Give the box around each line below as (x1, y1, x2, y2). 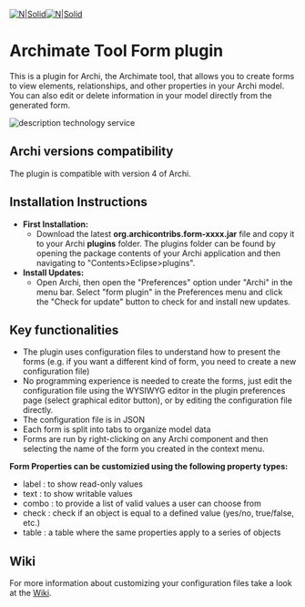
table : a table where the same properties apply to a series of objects (22, 527, 281, 538)
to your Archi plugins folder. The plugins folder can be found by (36, 238, 276, 249)
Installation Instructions (9, 194, 148, 210)
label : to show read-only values (22, 478, 144, 489)
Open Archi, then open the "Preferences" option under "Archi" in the (36, 276, 293, 287)
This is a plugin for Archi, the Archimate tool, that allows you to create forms (9, 70, 295, 81)
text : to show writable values (22, 489, 134, 499)
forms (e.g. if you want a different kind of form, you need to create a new (22, 356, 297, 367)
